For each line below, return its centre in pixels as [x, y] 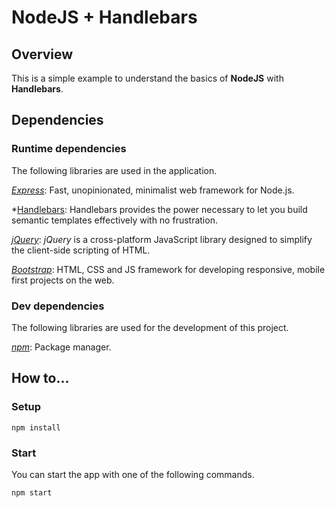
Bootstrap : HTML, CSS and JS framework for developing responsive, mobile [168, 269]
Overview [42, 54]
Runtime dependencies [69, 149]
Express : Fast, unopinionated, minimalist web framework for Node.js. [153, 190]
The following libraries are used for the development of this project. [150, 327]
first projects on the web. [63, 280]
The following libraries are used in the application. [114, 170]
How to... [40, 378]
